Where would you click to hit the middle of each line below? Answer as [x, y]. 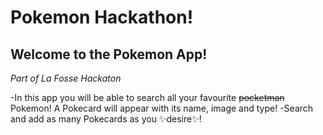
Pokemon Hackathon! [102, 17]
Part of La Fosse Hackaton [66, 78]
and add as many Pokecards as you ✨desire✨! [106, 119]
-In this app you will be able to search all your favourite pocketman [147, 97]
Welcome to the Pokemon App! [109, 54]
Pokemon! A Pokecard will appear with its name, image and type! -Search [162, 108]
